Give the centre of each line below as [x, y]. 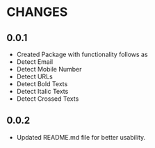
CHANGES [37, 12]
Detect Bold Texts [42, 84]
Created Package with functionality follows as [82, 54]
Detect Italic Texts [42, 91]
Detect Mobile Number [49, 69]
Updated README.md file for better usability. [81, 137]
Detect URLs [34, 76]
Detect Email [35, 62]
